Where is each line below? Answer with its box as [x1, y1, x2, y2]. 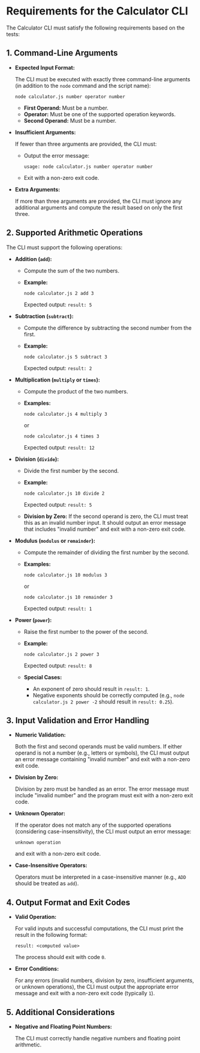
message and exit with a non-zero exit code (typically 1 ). [14, 990, 155, 997]
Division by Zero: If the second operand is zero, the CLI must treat [23, 513, 189, 520]
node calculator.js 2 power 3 [23, 651, 100, 657]
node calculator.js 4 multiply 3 [23, 411, 108, 417]
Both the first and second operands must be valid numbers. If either [14, 743, 183, 750]
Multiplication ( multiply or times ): [14, 376, 101, 383]
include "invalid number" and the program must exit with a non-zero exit [14, 792, 193, 799]
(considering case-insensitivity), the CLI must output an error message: [14, 828, 192, 835]
